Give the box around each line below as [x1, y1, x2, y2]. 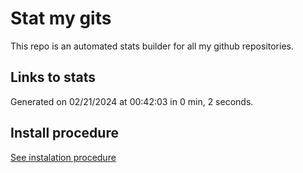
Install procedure [10, 125, 119, 142]
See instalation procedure [10, 151, 117, 163]
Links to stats [10, 69, 96, 86]
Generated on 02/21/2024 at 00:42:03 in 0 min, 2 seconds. [10, 95, 254, 107]
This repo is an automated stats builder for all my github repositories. [10, 40, 294, 52]
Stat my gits [10, 7, 112, 30]
